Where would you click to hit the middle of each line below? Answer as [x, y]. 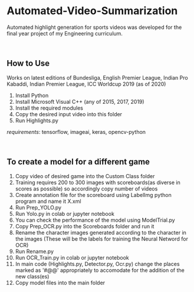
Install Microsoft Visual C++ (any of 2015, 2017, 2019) [80, 101]
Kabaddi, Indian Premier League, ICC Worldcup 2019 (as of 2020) [86, 84]
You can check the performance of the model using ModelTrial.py [95, 220]
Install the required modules [49, 108]
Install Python [32, 95]
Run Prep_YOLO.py [38, 207]
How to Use [28, 63]
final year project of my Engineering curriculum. [65, 33]
